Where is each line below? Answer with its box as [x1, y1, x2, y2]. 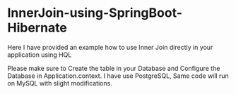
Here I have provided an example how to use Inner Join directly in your [7, 43, 213, 51]
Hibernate [7, 20, 67, 36]
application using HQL [7, 51, 72, 59]
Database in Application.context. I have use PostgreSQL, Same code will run [7, 72, 230, 80]
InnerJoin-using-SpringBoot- [7, 5, 182, 21]
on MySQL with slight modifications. [7, 79, 113, 87]
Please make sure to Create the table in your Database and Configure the [7, 64, 220, 72]
